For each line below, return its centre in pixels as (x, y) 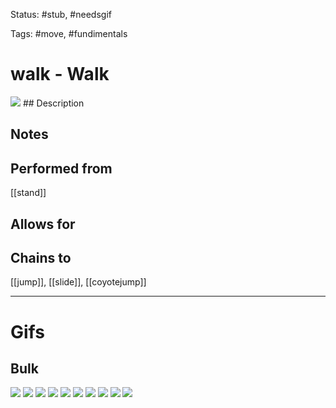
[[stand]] (28, 193)
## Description (53, 103)
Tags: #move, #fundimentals (69, 33)
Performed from (61, 168)
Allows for (43, 224)
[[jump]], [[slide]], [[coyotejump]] (78, 282)
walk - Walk (60, 74)
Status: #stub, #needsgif (61, 14)
